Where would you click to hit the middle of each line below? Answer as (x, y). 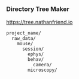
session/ (33, 49)
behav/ (36, 60)
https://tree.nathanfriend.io (39, 22)
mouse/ (25, 44)
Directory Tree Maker (38, 9)
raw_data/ (24, 39)
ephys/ (36, 54)
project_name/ (24, 33)
